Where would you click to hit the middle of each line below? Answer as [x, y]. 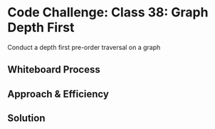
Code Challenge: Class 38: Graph [108, 12]
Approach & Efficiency [58, 94]
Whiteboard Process [54, 69]
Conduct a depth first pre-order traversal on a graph [84, 47]
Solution [26, 118]
